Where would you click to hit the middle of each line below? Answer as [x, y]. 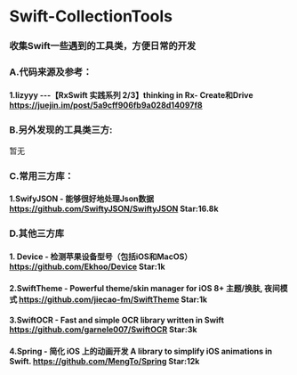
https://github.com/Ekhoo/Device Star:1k [88, 266]
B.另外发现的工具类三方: [61, 129]
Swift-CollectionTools [91, 16]
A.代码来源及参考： [51, 72]
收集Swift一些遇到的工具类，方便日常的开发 [103, 46]
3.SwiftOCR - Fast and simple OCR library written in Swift [117, 320]
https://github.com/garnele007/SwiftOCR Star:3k [103, 330]
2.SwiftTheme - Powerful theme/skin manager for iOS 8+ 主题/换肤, [136, 288]
